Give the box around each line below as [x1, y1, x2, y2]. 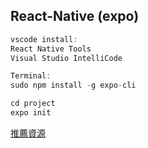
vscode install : [10, 34, 78, 44]
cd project [10, 99, 56, 109]
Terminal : [10, 71, 52, 81]
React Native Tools [10, 44, 92, 54]
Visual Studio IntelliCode [10, 53, 123, 63]
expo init [10, 108, 52, 118]
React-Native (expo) [10, 8, 140, 25]
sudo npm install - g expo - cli [10, 80, 137, 91]
